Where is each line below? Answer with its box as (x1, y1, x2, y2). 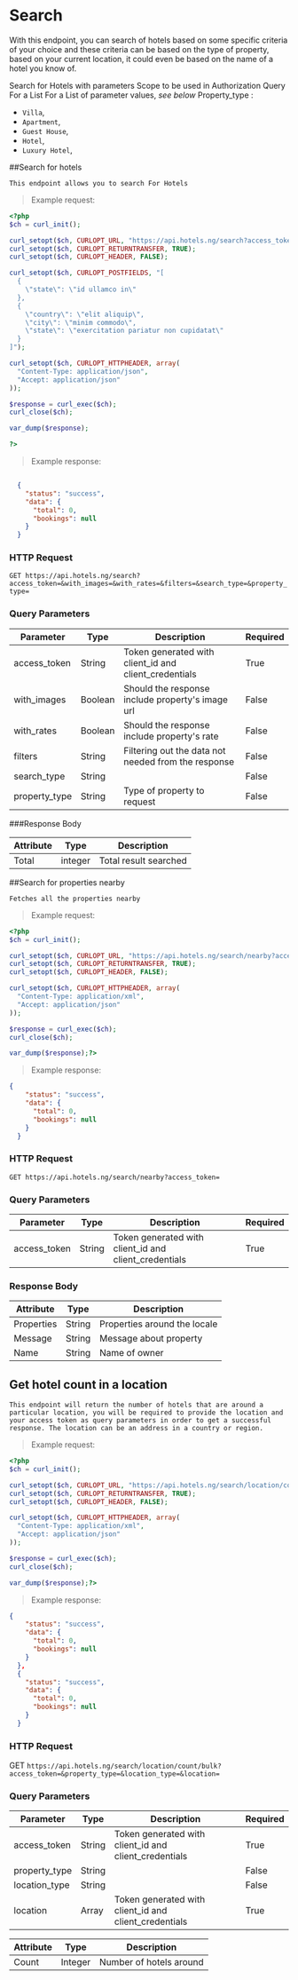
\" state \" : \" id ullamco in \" (25, 285, 137, 294)
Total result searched (98, 854, 188, 867)
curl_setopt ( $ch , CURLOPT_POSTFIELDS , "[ (9, 268, 165, 278)
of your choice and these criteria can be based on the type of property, (9, 44, 270, 54)
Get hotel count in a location (9, 1377, 169, 1392)
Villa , (21, 107, 45, 117)
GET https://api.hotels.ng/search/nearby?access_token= (9, 1173, 220, 1182)
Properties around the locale (98, 1318, 218, 1330)
